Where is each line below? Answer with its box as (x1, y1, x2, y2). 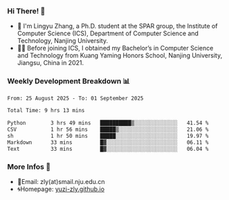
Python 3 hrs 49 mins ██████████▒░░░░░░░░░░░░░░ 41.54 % (7, 120, 209, 127)
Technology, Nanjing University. (17, 37, 109, 45)
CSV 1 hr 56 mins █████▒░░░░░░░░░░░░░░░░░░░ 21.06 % (7, 126, 209, 134)
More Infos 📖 (7, 162, 51, 172)
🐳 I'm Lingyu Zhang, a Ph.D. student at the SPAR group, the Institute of (17, 22, 218, 30)
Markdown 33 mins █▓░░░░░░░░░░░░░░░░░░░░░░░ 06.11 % (7, 138, 209, 146)
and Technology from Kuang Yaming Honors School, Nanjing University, (17, 51, 223, 60)
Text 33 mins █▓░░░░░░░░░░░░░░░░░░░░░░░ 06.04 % (7, 145, 209, 152)
